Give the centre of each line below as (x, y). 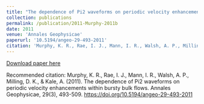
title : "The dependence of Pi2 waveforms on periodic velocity (88, 12)
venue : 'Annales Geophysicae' (45, 35)
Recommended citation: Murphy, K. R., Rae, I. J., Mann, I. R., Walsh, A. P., (98, 75)
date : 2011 (20, 29)
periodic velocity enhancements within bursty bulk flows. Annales (89, 88)
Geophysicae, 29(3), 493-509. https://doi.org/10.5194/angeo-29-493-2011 (100, 94)
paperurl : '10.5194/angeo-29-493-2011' (57, 40)
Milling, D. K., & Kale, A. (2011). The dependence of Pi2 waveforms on (93, 81)
